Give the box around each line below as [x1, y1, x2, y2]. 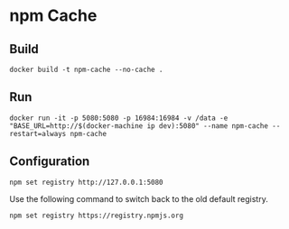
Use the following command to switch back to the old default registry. [9, 193, 268, 204]
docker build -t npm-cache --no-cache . [9, 65, 164, 74]
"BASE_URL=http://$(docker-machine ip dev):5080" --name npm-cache [9, 121, 269, 131]
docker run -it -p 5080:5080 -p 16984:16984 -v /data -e [9, 114, 228, 123]
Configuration [9, 154, 90, 169]
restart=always [9, 129, 67, 138]
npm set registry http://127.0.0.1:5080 [9, 178, 164, 187]
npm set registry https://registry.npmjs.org [9, 211, 183, 220]
